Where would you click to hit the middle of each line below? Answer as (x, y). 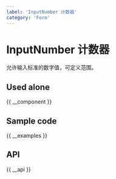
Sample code (32, 121)
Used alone (28, 87)
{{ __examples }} (27, 136)
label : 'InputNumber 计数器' (42, 12)
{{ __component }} (29, 102)
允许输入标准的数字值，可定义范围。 (52, 68)
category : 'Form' (28, 18)
